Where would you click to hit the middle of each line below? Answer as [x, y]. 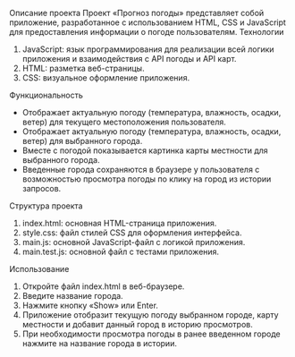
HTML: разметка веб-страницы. [83, 68]
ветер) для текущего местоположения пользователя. [124, 122]
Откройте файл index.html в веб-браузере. [103, 286]
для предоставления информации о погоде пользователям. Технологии [147, 32]
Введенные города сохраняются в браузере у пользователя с [141, 170]
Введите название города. [72, 296]
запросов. [42, 188]
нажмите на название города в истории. [99, 343]
